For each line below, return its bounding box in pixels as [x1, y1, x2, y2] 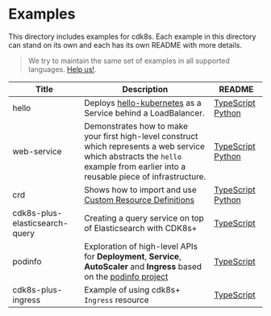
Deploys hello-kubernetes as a [84, 97, 202, 108]
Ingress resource [84, 294, 149, 305]
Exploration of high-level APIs [84, 240, 198, 251]
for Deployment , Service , [84, 251, 181, 262]
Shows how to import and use [84, 183, 197, 195]
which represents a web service [84, 141, 206, 152]
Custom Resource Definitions [84, 194, 195, 205]
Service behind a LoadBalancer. [84, 107, 206, 118]
